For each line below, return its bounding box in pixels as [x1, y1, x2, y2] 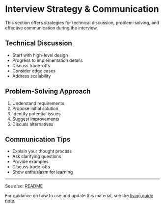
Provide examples [12, 158, 49, 165]
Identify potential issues [12, 110, 61, 116]
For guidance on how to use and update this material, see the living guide [5, 193, 154, 199]
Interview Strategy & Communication [5, 3, 159, 15]
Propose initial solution [12, 105, 58, 111]
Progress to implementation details [12, 57, 83, 63]
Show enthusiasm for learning [12, 169, 73, 175]
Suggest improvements [12, 116, 59, 122]
